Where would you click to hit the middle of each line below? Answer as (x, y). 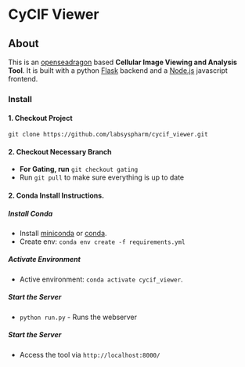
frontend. (23, 79)
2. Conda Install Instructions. (56, 195)
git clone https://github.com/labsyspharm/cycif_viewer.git (108, 135)
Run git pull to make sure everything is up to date (102, 177)
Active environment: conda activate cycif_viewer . (101, 279)
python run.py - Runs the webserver (78, 317)
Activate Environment (44, 260)
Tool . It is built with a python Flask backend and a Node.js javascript (118, 71)
